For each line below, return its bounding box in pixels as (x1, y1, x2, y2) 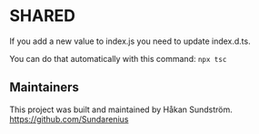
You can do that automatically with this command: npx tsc (9, 53, 227, 64)
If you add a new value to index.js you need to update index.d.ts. (9, 36, 252, 46)
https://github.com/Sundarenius (9, 113, 129, 124)
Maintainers (9, 79, 80, 96)
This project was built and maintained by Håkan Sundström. (9, 104, 234, 115)
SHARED (9, 5, 75, 26)
